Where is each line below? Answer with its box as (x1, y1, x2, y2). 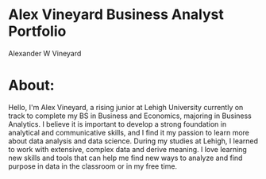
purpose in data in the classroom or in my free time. (8, 161, 177, 171)
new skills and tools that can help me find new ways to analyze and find (8, 153, 243, 162)
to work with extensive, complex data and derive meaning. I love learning (8, 144, 248, 154)
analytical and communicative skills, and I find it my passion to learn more (8, 128, 250, 137)
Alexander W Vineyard (8, 48, 82, 58)
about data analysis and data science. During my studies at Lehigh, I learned (8, 136, 259, 146)
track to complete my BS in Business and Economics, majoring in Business (8, 111, 253, 120)
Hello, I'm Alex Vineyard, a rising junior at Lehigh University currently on (8, 102, 244, 112)
